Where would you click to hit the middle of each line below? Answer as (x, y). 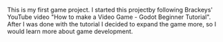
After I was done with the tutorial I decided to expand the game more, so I (111, 24)
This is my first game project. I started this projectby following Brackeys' (110, 10)
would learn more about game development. (70, 31)
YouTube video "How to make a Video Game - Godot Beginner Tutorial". (109, 17)
